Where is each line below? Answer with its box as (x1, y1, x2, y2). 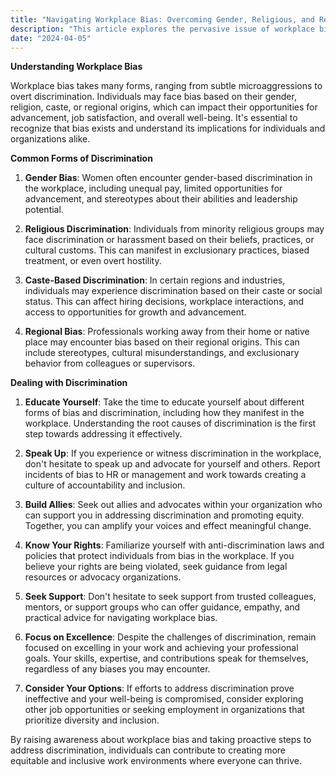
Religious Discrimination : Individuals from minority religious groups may (24, 223, 325, 235)
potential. (24, 204, 64, 216)
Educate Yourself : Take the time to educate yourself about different (24, 396, 305, 408)
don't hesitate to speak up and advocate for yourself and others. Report (24, 458, 321, 470)
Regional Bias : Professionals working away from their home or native (24, 326, 310, 338)
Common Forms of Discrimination (10, 152, 153, 165)
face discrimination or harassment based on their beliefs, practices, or (24, 234, 315, 246)
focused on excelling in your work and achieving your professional (24, 642, 299, 654)
